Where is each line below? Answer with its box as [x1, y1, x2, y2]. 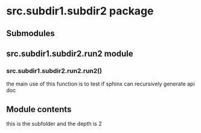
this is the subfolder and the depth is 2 [6, 120, 102, 128]
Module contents [6, 104, 72, 114]
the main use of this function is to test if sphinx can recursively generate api [6, 80, 195, 88]
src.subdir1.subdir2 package [6, 4, 154, 18]
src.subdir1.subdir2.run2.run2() [6, 66, 103, 75]
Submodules [6, 28, 56, 39]
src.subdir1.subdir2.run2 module [6, 48, 134, 58]
